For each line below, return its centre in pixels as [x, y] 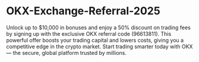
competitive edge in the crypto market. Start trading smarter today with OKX [99, 46]
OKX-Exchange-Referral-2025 [83, 11]
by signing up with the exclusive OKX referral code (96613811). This [89, 33]
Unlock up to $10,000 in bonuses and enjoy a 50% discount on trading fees [99, 27]
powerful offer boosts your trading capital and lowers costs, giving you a [95, 40]
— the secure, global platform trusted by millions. [66, 52]
